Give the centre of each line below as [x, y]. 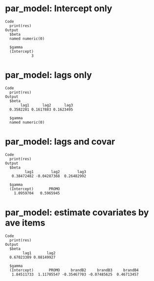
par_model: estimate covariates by [77, 213]
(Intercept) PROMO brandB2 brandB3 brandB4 [74, 270]
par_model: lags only [48, 75]
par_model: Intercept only [59, 9]
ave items [25, 223]
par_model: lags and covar [60, 142]
